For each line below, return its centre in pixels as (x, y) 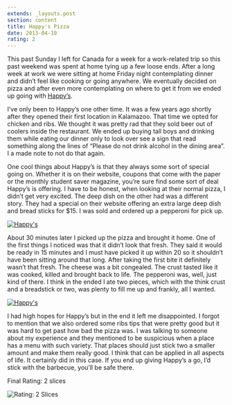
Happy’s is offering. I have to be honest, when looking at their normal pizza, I (116, 189)
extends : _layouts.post (42, 13)
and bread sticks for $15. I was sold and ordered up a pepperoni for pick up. (115, 211)
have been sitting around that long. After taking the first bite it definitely (109, 260)
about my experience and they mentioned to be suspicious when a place (111, 338)
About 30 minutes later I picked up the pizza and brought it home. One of (111, 238)
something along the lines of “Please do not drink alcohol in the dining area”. (116, 146)
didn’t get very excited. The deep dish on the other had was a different (108, 196)
